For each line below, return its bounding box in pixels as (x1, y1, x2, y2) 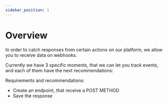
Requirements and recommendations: (5, 77, 85, 84)
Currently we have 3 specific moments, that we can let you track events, (5, 62, 159, 68)
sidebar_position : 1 (5, 7, 50, 13)
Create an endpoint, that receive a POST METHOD (12, 87, 120, 93)
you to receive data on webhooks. (5, 52, 78, 58)
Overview (5, 29, 48, 41)
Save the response (12, 93, 53, 99)
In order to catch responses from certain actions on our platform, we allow (5, 47, 163, 53)
